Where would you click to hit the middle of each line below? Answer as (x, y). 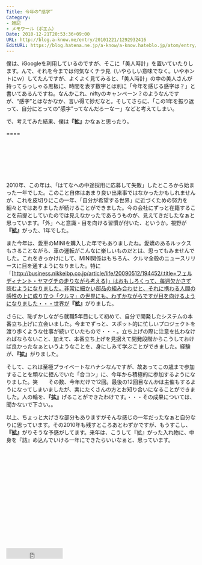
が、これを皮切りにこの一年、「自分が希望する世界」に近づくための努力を (97, 200)
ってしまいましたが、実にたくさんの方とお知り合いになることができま (109, 389)
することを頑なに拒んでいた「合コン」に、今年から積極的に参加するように (98, 374)
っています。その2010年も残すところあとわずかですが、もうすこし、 (106, 425)
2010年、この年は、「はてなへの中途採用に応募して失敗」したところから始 (98, 185)
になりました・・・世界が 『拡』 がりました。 (62, 303)
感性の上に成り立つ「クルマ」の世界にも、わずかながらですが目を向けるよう (101, 295)
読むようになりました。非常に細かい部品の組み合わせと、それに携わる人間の (101, 288)
